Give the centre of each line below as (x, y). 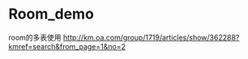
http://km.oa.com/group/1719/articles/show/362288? (152, 37)
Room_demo (51, 14)
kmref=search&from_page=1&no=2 (67, 46)
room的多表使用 (35, 37)
